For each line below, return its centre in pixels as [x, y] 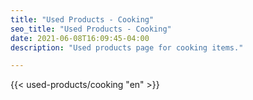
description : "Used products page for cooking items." [127, 47]
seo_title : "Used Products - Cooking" [91, 29]
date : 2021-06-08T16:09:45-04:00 [80, 38]
